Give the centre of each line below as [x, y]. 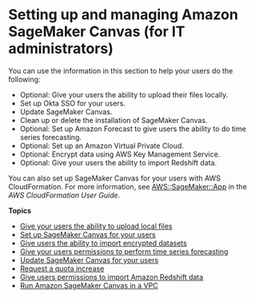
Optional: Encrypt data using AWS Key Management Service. [120, 154]
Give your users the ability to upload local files [96, 226]
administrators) [61, 49]
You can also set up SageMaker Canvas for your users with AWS [115, 178]
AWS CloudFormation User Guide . [64, 195]
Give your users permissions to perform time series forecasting [124, 251]
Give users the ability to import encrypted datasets [104, 243]
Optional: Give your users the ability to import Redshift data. [118, 162]
